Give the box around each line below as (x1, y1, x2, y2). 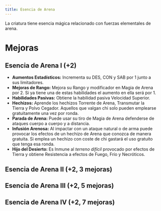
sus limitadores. (12, 79, 44, 85)
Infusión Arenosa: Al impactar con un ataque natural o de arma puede (12, 126, 153, 131)
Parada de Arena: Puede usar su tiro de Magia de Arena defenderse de (12, 115, 155, 121)
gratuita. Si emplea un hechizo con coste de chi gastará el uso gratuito (12, 136, 153, 141)
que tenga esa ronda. (12, 141, 55, 147)
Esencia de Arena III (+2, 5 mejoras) (5, 182, 114, 190)
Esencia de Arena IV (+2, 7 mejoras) (5, 198, 115, 206)
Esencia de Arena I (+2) (5, 61, 77, 70)
